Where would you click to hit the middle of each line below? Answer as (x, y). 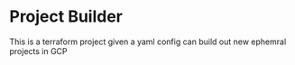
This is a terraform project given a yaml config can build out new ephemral (148, 42)
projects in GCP (38, 51)
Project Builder (66, 17)
